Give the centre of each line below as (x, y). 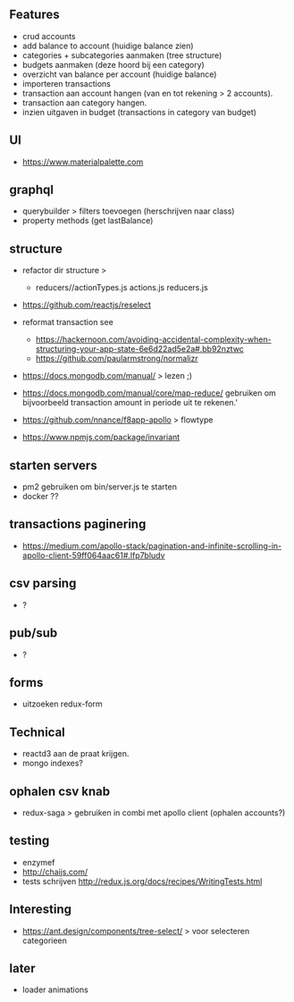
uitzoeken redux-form (62, 704)
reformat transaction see (67, 322)
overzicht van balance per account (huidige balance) (119, 74)
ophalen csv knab (59, 791)
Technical (37, 732)
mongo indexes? (52, 764)
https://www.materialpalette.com (83, 162)
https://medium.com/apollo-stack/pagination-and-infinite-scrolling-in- (152, 546)
